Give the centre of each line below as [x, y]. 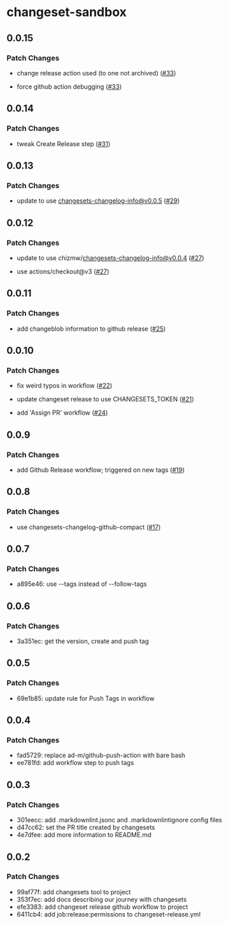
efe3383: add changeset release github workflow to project [102, 907]
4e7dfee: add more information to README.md [84, 835]
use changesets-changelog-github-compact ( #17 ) [89, 527]
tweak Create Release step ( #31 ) [64, 143]
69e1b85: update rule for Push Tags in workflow [86, 698]
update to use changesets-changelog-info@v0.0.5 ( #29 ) [98, 201]
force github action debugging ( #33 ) [69, 86]
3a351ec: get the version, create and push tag [83, 641]
